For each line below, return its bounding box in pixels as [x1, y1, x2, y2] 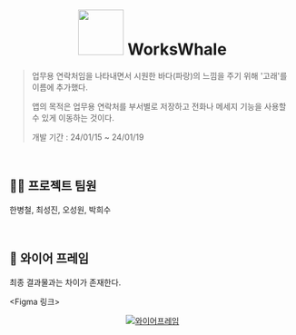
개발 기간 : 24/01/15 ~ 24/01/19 [31, 132, 144, 143]
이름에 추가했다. [31, 82, 88, 93]
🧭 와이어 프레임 [9, 251, 89, 267]
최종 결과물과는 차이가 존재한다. [9, 277, 122, 288]
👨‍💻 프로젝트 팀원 [9, 178, 97, 194]
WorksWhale [126, 39, 227, 60]
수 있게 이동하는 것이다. [31, 112, 115, 123]
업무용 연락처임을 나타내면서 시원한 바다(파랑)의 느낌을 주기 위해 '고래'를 [31, 70, 288, 81]
